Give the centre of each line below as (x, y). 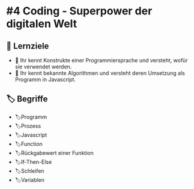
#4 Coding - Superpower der (79, 11)
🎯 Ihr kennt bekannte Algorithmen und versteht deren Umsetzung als (100, 73)
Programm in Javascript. (45, 79)
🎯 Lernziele (28, 46)
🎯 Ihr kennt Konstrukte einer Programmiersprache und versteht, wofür (101, 60)
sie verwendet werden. (43, 67)
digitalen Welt (42, 24)
